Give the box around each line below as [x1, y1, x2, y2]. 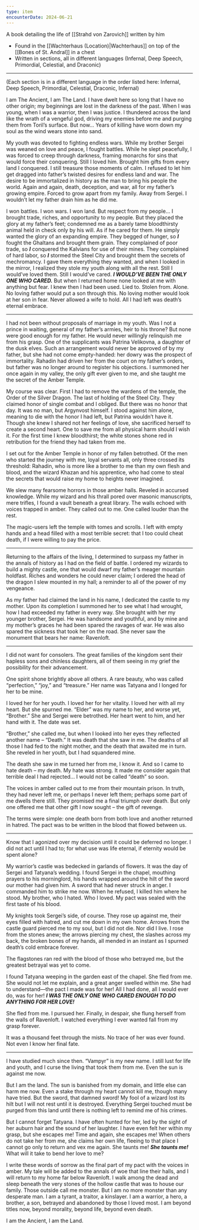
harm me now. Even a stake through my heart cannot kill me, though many [6, 1087, 188, 1094]
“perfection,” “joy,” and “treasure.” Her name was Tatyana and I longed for [6, 681, 187, 688]
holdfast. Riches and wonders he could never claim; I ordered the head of [6, 572, 185, 579]
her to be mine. [6, 688, 43, 695]
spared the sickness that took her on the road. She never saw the [6, 628, 166, 635]
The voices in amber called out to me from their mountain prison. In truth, [6, 784, 185, 791]
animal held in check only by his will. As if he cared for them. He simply [6, 227, 180, 234]
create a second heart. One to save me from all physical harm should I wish [6, 426, 190, 433]
